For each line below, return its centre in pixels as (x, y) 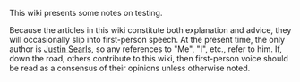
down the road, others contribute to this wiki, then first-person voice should (149, 58)
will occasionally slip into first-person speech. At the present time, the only (147, 40)
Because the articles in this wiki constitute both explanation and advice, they (150, 30)
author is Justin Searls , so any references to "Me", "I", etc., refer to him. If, (146, 49)
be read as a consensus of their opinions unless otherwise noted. (130, 68)
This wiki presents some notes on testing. (86, 13)
